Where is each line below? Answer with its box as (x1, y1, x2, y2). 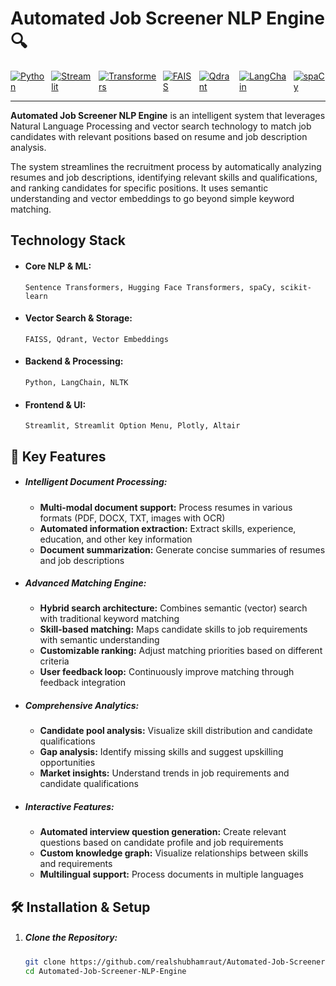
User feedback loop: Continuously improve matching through (39, 666, 295, 678)
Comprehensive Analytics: (24, 700, 140, 712)
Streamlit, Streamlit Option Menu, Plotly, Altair (24, 421, 241, 431)
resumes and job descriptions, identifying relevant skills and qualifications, (10, 171, 318, 183)
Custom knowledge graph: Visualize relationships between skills (39, 847, 309, 859)
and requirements (39, 858, 113, 870)
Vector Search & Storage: (24, 312, 133, 324)
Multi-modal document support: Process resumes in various (39, 501, 293, 513)
